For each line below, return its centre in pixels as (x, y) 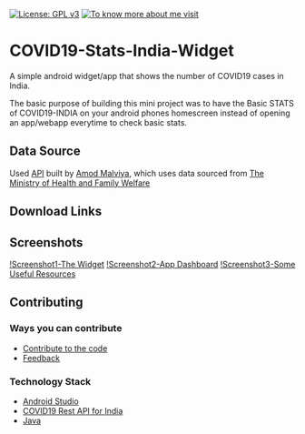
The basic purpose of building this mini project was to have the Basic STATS (152, 103)
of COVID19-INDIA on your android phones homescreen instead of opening (150, 113)
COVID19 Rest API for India (73, 410)
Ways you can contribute (66, 328)
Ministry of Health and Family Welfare (80, 183)
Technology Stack (50, 381)
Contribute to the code (65, 348)
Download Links (56, 212)
